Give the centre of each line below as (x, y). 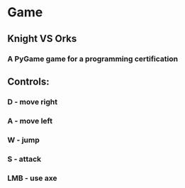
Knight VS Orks (42, 39)
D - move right (33, 101)
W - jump (24, 140)
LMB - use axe (33, 178)
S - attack (24, 159)
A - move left (30, 121)
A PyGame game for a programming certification (93, 59)
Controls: (28, 81)
